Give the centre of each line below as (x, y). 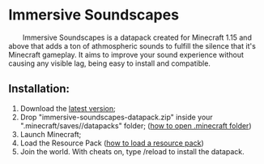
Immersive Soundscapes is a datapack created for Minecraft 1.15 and (138, 37)
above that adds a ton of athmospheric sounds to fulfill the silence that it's (132, 45)
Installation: (39, 89)
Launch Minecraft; (51, 134)
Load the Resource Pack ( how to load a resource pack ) (112, 143)
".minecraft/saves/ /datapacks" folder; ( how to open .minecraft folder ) (136, 125)
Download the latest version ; (68, 108)
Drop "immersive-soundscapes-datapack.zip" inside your (116, 117)
